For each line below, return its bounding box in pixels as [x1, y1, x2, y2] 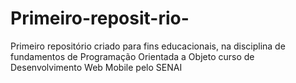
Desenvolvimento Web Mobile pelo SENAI [10, 61, 183, 73]
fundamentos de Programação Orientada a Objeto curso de [10, 50, 255, 62]
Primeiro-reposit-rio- [10, 7, 190, 30]
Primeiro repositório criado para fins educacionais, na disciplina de [10, 40, 286, 52]
